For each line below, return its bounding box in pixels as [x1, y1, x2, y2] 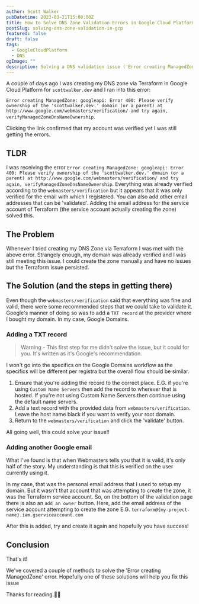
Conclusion [6, 539, 50, 550]
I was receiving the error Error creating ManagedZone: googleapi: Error [6, 164, 184, 171]
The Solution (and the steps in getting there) [6, 281, 173, 291]
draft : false [6, 36, 38, 42]
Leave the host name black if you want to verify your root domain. [14, 411, 176, 418]
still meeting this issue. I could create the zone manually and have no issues [6, 258, 191, 264]
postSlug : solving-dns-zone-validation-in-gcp [6, 25, 123, 31]
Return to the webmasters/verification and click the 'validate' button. [14, 417, 184, 424]
